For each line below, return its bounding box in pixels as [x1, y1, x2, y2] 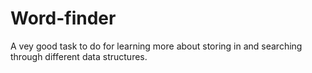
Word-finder [10, 7, 117, 30]
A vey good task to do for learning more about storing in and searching [10, 40, 303, 52]
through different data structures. [10, 50, 148, 62]
